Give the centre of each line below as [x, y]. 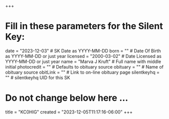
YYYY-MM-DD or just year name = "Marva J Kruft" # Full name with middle [83, 62]
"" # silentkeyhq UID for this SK [38, 77]
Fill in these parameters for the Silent [84, 26]
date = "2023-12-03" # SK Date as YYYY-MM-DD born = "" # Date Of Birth [83, 50]
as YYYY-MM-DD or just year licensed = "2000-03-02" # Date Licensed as [83, 56]
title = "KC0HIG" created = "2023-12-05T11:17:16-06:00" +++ [69, 112]
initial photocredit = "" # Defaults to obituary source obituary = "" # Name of [84, 67]
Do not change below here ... [67, 98]
